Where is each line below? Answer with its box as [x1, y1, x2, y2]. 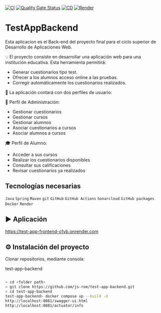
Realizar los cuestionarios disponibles [12, 156, 90, 162]
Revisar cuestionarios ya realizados [12, 167, 86, 173]
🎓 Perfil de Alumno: [5, 140, 47, 146]
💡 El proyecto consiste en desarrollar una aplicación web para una [5, 53, 141, 59]
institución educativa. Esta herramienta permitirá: [5, 59, 106, 65]
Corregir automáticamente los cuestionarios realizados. [12, 79, 127, 85]
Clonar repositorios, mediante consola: [5, 256, 85, 262]
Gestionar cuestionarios [12, 108, 62, 114]
